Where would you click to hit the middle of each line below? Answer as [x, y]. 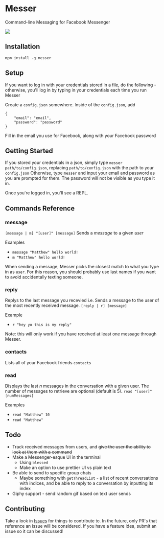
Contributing [25, 509]
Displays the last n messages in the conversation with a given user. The [77, 386]
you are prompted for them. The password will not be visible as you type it [80, 178]
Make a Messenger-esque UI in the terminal [56, 457]
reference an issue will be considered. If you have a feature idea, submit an [81, 526]
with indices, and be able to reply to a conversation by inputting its [86, 483]
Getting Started [29, 151]
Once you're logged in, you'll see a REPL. [47, 193]
